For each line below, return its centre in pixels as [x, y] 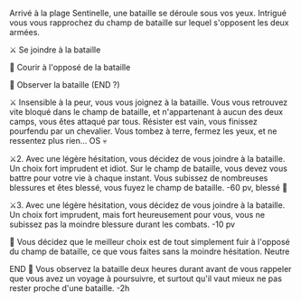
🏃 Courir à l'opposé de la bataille [70, 67]
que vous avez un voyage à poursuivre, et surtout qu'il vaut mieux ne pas [146, 278]
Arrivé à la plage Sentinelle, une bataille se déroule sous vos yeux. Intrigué [148, 13]
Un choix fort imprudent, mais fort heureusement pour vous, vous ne [137, 215]
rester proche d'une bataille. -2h [70, 288]
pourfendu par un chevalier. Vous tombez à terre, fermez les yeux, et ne [143, 131]
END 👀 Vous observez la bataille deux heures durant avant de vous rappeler [150, 269]
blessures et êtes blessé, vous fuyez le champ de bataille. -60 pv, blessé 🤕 [148, 188]
